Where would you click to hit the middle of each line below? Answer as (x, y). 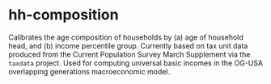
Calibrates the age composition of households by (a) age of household (126, 37)
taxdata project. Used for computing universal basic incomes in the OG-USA (136, 63)
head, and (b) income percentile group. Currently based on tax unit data (128, 45)
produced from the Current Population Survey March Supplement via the (129, 54)
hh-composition (64, 15)
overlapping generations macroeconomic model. (89, 71)
